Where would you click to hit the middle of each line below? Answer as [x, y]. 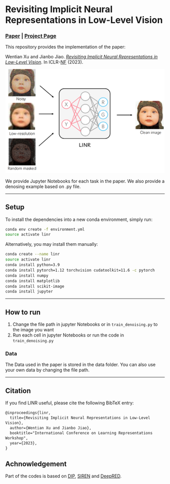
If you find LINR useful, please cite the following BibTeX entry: [70, 403]
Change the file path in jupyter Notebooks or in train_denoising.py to [85, 324]
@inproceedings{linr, [28, 413]
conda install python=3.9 [32, 265]
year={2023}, [24, 443]
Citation [18, 390]
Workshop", [17, 438]
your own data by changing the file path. [47, 370]
